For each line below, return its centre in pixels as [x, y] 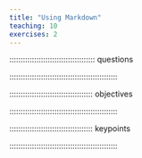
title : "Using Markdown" [55, 17]
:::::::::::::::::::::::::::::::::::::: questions [71, 60]
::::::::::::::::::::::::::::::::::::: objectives [71, 94]
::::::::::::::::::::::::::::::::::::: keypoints [70, 129]
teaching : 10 [33, 26]
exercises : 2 [33, 34]
